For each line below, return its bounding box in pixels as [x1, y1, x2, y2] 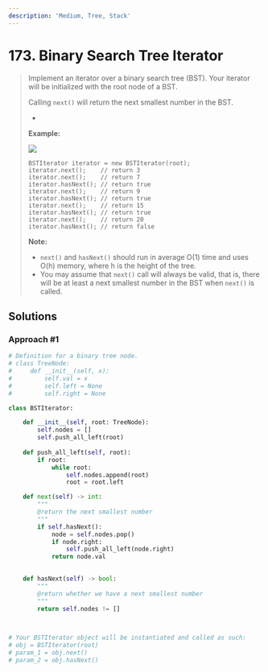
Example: [27, 128, 60, 138]
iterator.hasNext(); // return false [27, 222, 155, 230]
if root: [37, 456, 67, 464]
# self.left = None [8, 381, 103, 390]
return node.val [51, 553, 106, 561]
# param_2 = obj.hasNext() [8, 656, 99, 664]
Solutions [8, 309, 58, 323]
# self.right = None [8, 390, 106, 398]
